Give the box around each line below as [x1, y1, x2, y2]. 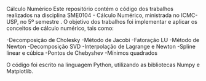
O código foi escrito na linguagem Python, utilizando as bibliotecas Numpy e [6, 61, 200, 68]
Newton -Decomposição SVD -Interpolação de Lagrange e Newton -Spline [6, 43, 196, 50]
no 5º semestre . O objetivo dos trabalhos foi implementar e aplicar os [20, 18, 198, 25]
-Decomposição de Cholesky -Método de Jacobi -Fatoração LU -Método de [6, 37, 200, 43]
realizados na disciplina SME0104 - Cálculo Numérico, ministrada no [6, 12, 180, 19]
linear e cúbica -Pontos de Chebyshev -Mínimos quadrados [6, 49, 158, 57]
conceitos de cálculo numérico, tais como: [6, 24, 114, 32]
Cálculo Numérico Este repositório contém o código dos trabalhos [6, 5, 174, 12]
